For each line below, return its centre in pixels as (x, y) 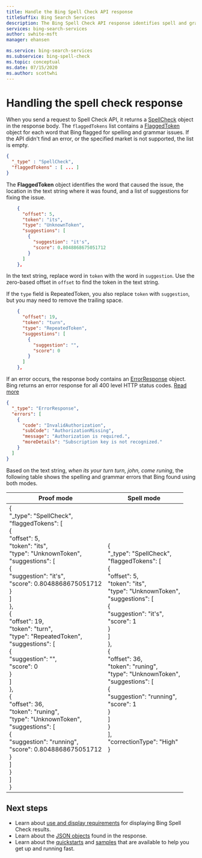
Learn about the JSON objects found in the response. (81, 836)
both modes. (22, 483)
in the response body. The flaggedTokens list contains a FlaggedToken (93, 126)
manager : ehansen (28, 40)
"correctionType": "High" (143, 742)
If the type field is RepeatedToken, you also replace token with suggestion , (98, 294)
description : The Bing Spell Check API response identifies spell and (96, 23)
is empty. (17, 145)
